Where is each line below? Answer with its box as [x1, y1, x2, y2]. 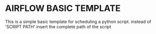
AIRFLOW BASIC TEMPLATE [5, 3, 121, 14]
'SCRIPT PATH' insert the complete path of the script [5, 23, 111, 29]
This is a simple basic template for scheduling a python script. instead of [5, 19, 152, 24]
